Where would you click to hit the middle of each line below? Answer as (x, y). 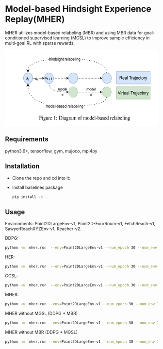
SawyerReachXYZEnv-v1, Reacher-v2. (43, 229)
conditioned (17, 38)
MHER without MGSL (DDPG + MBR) (41, 313)
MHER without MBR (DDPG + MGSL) (41, 332)
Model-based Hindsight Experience (78, 9)
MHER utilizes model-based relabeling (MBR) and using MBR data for (74, 33)
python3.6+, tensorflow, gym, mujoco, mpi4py (51, 151)
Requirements (27, 139)
